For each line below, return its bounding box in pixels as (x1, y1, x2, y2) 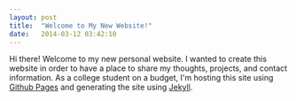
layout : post (9, 12, 58, 22)
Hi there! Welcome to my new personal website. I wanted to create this (9, 54, 268, 65)
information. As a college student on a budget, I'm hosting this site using (9, 73, 274, 83)
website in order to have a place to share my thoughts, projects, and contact (9, 63, 288, 74)
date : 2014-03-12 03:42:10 (9, 29, 117, 38)
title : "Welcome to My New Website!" (9, 21, 152, 30)
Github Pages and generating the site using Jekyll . (9, 82, 193, 93)
